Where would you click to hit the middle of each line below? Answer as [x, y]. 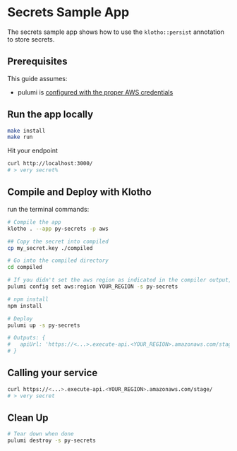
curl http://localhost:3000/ [50, 164]
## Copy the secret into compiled [58, 241]
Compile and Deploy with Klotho [79, 192]
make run [20, 137]
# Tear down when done [41, 434]
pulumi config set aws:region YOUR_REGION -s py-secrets [93, 287]
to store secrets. [31, 39]
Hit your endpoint [33, 151]
